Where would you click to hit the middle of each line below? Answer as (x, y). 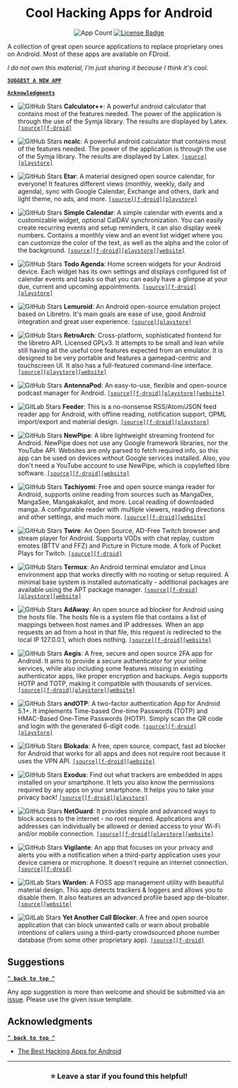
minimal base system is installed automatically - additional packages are (123, 582)
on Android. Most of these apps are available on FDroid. (89, 54)
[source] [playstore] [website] (62, 372)
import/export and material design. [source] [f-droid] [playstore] (114, 421)
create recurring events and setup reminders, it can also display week (119, 228)
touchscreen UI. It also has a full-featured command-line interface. (115, 365)
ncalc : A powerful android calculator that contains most (145, 141)
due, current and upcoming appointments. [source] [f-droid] (107, 286)
